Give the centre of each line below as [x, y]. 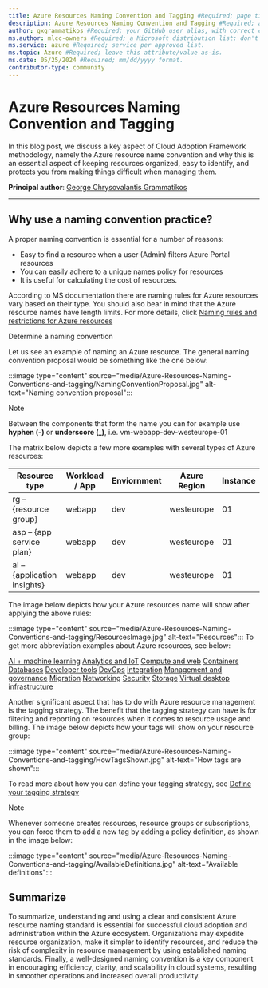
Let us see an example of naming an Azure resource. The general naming [129, 351]
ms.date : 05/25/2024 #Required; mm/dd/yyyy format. [96, 61]
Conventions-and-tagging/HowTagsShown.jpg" [87, 760]
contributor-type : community [57, 68]
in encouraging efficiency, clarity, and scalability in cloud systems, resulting [132, 967]
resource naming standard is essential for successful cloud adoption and [128, 925]
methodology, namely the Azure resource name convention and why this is [131, 154]
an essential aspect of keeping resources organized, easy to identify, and [129, 163]
